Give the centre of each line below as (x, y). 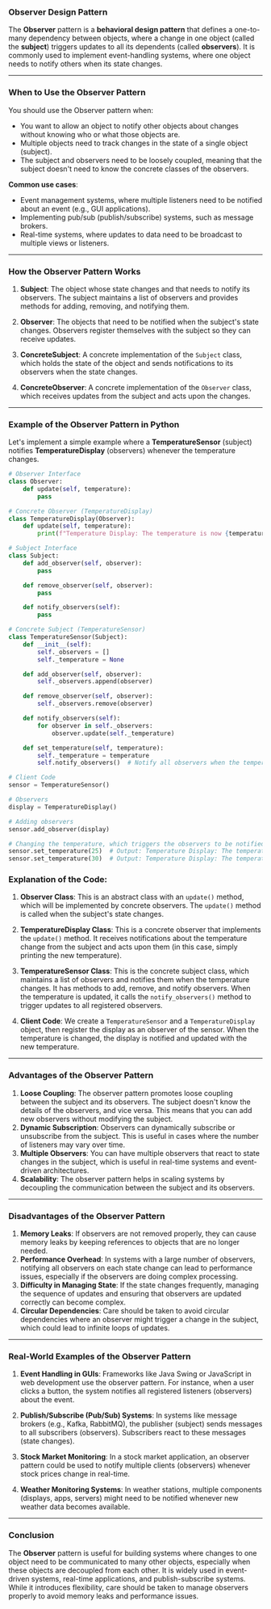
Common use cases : (43, 184)
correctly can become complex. (73, 1302)
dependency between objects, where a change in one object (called (141, 38)
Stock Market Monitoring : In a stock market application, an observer (135, 1457)
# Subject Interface (43, 548)
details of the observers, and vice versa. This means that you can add (136, 1110)
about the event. (47, 1400)
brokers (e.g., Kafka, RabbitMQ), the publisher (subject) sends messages (141, 1424)
